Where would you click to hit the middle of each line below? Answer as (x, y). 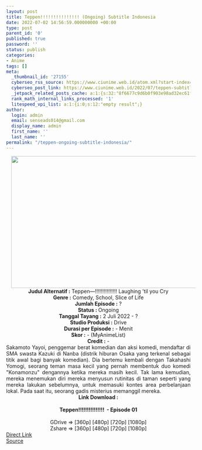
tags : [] (17, 66)
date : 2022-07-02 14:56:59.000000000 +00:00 (61, 22)
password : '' (22, 45)
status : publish (26, 50)
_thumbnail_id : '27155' (40, 77)
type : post (19, 28)
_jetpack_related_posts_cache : (49, 93)
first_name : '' (30, 132)
